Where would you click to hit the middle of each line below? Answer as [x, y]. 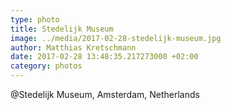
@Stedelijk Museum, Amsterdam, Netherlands [105, 94]
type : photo [35, 19]
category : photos [46, 66]
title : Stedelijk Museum [62, 29]
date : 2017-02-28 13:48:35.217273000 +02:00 [104, 57]
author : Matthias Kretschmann [73, 47]
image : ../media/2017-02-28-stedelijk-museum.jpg [116, 38]
